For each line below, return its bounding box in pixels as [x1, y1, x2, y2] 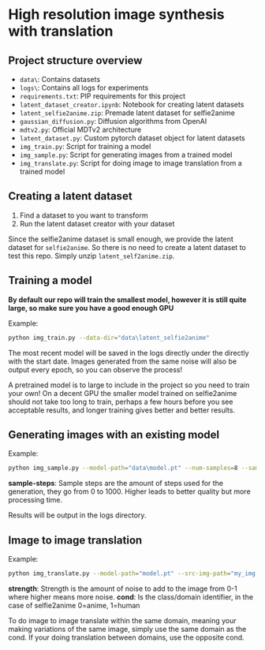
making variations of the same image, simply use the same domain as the [8, 624, 247, 633]
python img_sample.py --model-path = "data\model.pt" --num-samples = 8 [8, 464, 238, 473]
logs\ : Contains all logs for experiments [19, 83, 149, 92]
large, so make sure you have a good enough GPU [8, 303, 174, 312]
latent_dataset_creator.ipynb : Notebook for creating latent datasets [19, 100, 244, 109]
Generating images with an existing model [8, 428, 220, 441]
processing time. [8, 495, 63, 505]
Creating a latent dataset [8, 189, 132, 203]
